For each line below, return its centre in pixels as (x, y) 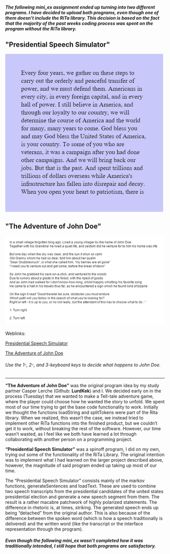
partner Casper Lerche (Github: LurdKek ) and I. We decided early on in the (83, 391)
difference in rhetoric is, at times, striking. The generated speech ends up (82, 507)
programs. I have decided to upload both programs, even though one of (82, 12)
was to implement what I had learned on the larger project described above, (84, 460)
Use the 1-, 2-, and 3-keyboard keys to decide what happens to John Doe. (83, 365)
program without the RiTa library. (41, 28)
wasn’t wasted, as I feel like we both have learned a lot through (71, 434)
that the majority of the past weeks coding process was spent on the (79, 23)
